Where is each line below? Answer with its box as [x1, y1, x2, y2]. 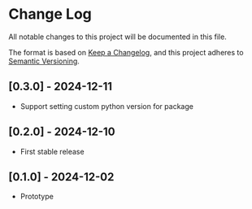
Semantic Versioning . [8, 56, 80, 66]
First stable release [20, 146, 85, 156]
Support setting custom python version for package [20, 101, 193, 111]
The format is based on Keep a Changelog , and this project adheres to [8, 47, 244, 57]
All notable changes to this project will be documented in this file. [8, 32, 228, 41]
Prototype [20, 192, 54, 202]
